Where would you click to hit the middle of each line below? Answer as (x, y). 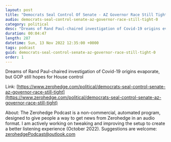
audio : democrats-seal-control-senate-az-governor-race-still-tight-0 (82, 19)
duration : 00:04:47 (26, 33)
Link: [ (12, 87)
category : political (27, 24)
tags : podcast (20, 48)
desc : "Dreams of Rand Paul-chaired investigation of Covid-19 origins (83, 29)
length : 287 (18, 39)
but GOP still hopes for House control (45, 77)
